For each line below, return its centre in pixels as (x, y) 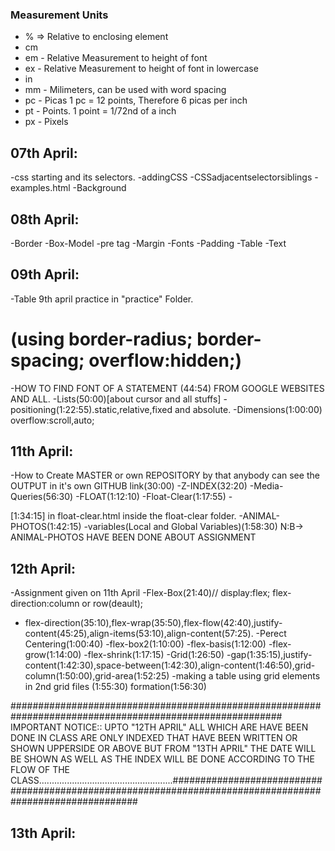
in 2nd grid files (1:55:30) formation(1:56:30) (115, 687)
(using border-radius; (101, 339)
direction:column (45, 604)
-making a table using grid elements (246, 676)
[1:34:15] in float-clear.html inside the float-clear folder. (123, 516)
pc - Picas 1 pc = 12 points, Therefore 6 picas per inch (136, 100)
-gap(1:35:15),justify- (269, 655)
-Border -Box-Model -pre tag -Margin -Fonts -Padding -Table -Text (148, 243)
